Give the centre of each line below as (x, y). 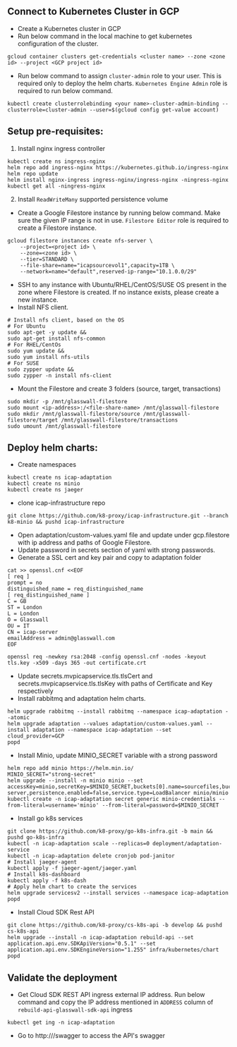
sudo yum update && (36, 351)
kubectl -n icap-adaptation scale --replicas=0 (79, 844)
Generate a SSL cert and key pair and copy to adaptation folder (109, 558)
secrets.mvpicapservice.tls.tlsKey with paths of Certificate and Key (115, 684)
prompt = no (25, 583)
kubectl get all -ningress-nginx (56, 186)
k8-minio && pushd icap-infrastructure (66, 522)
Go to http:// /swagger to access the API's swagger (91, 1036)
